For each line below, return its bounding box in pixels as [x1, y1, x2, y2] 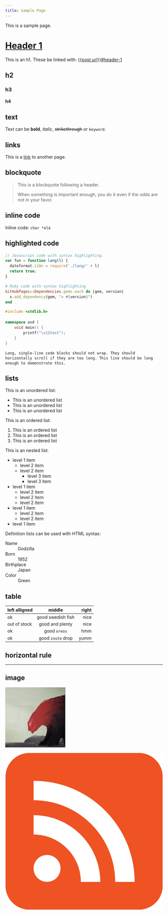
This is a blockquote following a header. [17, 182, 99, 188]
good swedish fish [36, 614, 75, 620]
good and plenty [38, 621, 72, 627]
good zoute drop [38, 635, 73, 641]
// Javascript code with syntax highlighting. [5, 253, 104, 258]
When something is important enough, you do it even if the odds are [17, 191, 158, 197]
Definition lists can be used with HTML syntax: [5, 531, 101, 537]
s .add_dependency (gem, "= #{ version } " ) [9, 294, 93, 299]
